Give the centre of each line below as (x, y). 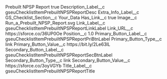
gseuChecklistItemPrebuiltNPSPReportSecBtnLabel (59, 55)
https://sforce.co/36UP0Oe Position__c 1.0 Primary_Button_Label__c (76, 33)
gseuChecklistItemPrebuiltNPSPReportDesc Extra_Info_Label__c (72, 12)
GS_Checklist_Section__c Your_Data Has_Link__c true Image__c (71, 18)
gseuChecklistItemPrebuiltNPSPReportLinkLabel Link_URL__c (69, 28)
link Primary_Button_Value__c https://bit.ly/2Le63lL (58, 44)
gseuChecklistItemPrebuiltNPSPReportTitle (50, 71)
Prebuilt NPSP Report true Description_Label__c (55, 7)
